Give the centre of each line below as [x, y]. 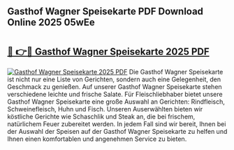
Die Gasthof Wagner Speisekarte [176, 72]
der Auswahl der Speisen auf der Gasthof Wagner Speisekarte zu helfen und [117, 131]
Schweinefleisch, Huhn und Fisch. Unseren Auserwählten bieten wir [105, 109]
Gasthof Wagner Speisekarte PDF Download [105, 12]
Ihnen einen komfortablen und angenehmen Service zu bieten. [97, 139]
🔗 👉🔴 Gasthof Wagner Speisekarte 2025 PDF [108, 52]
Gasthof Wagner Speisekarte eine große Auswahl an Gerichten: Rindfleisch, [116, 102]
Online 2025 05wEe [51, 23]
